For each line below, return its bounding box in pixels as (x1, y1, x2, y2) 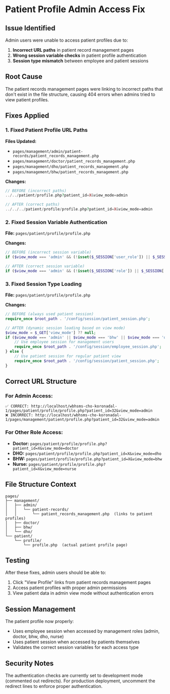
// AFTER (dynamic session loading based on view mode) (5, 325, 125, 331)
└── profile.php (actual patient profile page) (23, 542, 128, 547)
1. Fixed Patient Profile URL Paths (5, 127, 88, 134)
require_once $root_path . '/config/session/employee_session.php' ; (14, 344, 162, 349)
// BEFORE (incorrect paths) (5, 188, 67, 193)
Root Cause (5, 72, 43, 81)
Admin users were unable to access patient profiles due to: (5, 37, 128, 43)
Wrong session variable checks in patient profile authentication (12, 52, 147, 58)
